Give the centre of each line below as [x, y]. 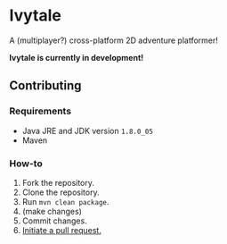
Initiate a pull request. [62, 230]
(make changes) [52, 211]
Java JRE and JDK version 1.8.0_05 [88, 130]
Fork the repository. [58, 182]
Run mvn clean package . [65, 201]
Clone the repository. [61, 192]
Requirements [41, 111]
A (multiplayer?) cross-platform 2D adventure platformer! [113, 40]
